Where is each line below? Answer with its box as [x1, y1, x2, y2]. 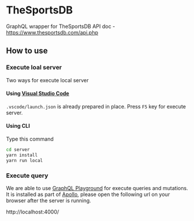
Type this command [6, 135, 54, 143]
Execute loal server [6, 64, 63, 72]
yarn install [6, 152, 38, 158]
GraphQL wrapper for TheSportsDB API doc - [6, 23, 116, 30]
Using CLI [6, 122, 30, 129]
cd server [6, 147, 30, 153]
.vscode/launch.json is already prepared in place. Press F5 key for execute [6, 103, 186, 110]
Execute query [6, 171, 49, 180]
